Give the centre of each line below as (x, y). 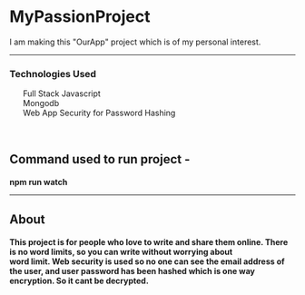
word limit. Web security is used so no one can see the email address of (147, 261)
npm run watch (39, 182)
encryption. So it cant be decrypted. (79, 281)
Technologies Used (53, 74)
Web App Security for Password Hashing (99, 113)
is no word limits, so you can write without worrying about (121, 252)
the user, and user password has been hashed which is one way (133, 271)
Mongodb (41, 103)
